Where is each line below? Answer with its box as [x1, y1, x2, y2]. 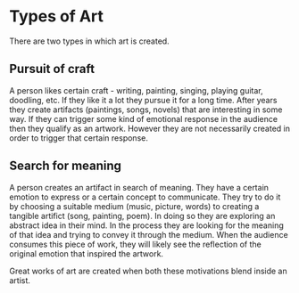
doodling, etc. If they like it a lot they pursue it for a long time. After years [9, 94, 278, 105]
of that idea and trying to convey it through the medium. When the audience [9, 229, 288, 240]
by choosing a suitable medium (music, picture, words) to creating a [9, 200, 260, 211]
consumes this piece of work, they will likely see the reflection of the [9, 239, 262, 249]
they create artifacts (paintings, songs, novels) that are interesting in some [9, 104, 283, 115]
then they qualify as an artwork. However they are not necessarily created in [9, 123, 291, 134]
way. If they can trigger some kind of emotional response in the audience [9, 113, 278, 124]
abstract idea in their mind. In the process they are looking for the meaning [9, 220, 284, 231]
